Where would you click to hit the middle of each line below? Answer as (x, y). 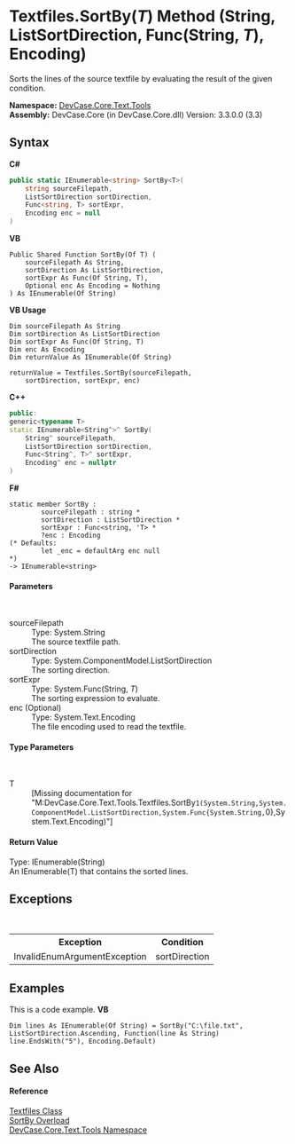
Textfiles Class (36, 1110)
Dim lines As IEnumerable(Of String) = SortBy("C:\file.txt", (126, 1026)
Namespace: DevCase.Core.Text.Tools (80, 105)
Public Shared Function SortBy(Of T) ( (83, 255)
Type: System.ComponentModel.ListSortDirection (122, 661)
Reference (29, 1091)
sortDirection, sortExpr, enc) (83, 381)
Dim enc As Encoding (47, 350)
